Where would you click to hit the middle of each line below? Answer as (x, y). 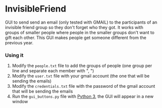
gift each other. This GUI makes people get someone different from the (76, 38)
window (20, 102)
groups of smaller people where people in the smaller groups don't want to (80, 32)
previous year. (19, 42)
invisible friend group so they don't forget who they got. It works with (74, 27)
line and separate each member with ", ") (53, 71)
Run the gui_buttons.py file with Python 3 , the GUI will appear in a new (83, 96)
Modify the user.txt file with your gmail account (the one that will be (81, 76)
